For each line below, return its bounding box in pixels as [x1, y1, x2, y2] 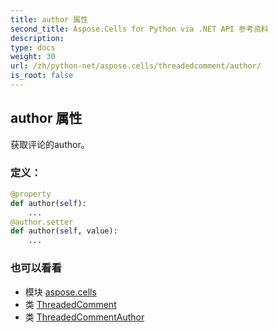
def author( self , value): [10, 226, 118, 236]
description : [10, 33, 65, 43]
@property [10, 189, 52, 199]
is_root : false [10, 71, 74, 81]
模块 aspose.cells [24, 286, 97, 298]
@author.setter [10, 217, 74, 227]
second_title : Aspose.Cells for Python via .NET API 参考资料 [10, 24, 269, 34]
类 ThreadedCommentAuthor [24, 311, 145, 323]
